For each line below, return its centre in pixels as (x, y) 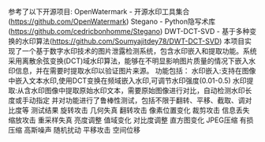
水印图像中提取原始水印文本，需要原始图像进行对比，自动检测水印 (138, 90)
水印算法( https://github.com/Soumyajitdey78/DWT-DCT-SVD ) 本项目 (133, 41)
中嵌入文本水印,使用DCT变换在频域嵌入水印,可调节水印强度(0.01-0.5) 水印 (127, 80)
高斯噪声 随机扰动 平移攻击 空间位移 (82, 130)
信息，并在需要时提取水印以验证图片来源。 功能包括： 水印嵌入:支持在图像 (135, 71)
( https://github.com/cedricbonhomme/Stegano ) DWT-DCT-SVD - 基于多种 (129, 31)
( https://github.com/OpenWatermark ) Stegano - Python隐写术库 (112, 21)
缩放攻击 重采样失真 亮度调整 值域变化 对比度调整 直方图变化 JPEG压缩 (123, 120)
